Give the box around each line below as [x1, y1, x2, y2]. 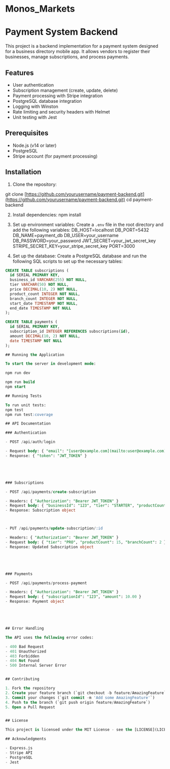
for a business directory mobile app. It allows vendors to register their [5, 49, 150, 55]
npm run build [5, 379, 35, 385]
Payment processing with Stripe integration [12, 92, 103, 99]
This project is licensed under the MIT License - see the [5, 727, 133, 733]
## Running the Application [5, 352, 65, 357]
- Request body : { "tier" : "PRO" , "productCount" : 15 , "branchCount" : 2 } [5, 540, 166, 545]
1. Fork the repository [5, 686, 56, 691]
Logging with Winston [12, 103, 59, 109]
